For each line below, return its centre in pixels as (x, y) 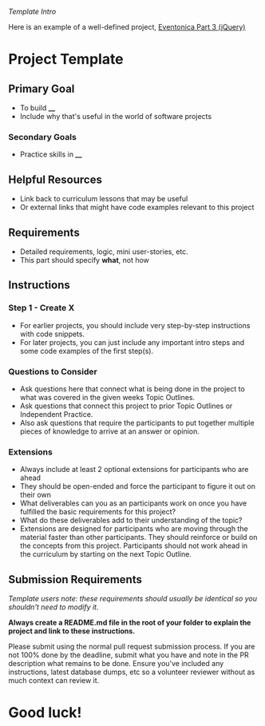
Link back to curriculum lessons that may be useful (104, 199)
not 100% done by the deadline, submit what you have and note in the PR (129, 655)
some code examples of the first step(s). (87, 351)
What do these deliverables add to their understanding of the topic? (131, 520)
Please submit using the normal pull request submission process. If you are (132, 647)
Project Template (66, 60)
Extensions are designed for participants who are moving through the (134, 529)
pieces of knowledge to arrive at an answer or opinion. (109, 431)
